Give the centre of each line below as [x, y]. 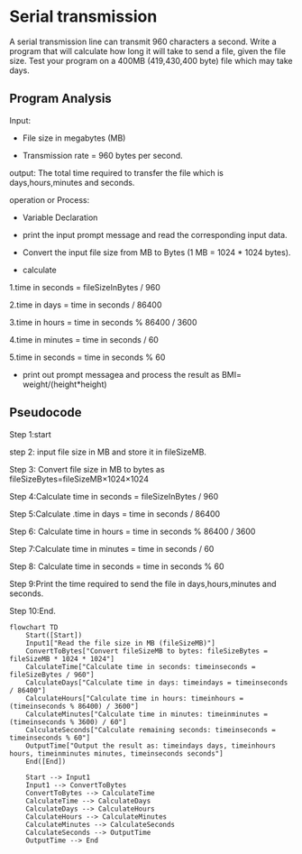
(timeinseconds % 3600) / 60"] [68, 722]
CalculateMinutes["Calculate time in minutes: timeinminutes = [147, 714]
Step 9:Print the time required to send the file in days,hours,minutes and [143, 583]
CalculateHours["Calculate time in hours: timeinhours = [135, 698]
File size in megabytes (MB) [74, 138]
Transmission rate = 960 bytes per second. [102, 155]
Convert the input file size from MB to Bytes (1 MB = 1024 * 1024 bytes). [156, 252]
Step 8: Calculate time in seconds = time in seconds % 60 [117, 566]
